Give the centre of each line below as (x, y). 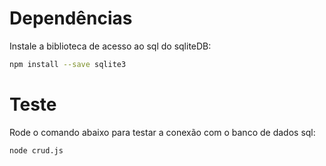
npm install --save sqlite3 (68, 64)
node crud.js (36, 150)
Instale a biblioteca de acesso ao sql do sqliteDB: (110, 46)
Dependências (71, 18)
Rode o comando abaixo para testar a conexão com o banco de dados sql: (162, 132)
